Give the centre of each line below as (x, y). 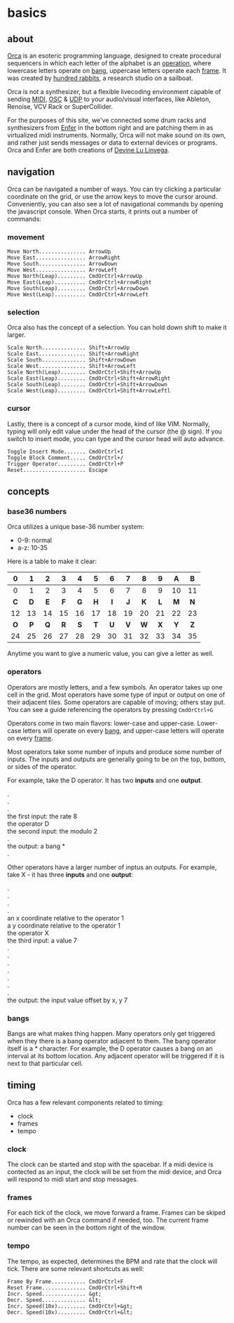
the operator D (28, 824)
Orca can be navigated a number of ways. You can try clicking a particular (115, 189)
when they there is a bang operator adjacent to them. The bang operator (112, 1041)
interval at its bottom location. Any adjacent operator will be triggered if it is (116, 1055)
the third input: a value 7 (42, 940)
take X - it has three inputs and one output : (70, 874)
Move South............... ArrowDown (62, 264)
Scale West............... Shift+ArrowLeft (72, 367)
